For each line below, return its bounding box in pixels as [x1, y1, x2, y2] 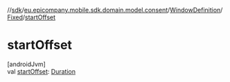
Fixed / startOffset [7, 13, 56, 21]
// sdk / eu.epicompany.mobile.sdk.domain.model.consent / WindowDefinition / [7, 6, 223, 14]
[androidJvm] [7, 60, 46, 68]
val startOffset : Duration [7, 67, 76, 75]
